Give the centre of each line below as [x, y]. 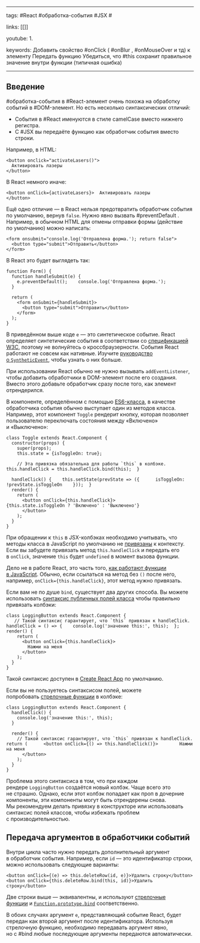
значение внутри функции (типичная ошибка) [64, 62]
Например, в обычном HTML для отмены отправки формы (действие [95, 221]
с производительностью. [38, 819]
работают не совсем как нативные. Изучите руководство [79, 353]
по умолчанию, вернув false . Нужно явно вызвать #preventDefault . [93, 215]
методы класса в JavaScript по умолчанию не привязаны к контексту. [96, 543]
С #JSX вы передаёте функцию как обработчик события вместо [97, 131]
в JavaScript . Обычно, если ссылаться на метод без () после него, [91, 574]
